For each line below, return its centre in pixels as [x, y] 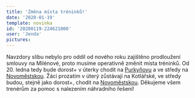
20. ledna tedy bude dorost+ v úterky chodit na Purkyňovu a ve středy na [97, 69]
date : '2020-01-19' [31, 17]
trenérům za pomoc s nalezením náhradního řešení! [70, 89]
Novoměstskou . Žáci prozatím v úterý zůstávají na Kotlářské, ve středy [94, 76]
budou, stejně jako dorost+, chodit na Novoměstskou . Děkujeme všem [94, 82]
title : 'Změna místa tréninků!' [47, 12]
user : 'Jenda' [24, 34]
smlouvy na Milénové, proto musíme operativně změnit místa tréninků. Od [98, 63]
